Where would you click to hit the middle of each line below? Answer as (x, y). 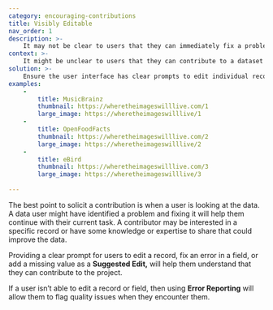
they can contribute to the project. (66, 272)
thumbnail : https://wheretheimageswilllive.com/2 (123, 136)
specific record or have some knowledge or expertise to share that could (130, 230)
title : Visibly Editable (50, 24)
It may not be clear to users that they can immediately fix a (132, 46)
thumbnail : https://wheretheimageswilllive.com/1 (123, 106)
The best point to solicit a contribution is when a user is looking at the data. (134, 205)
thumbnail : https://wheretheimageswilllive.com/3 (123, 167)
